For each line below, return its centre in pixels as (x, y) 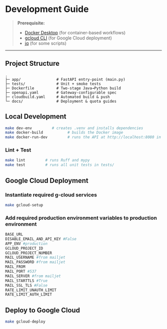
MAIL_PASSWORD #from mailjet (35, 262)
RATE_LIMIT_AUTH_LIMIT (29, 295)
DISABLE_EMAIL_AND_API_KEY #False (41, 239)
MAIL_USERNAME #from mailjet (35, 258)
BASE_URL (14, 235)
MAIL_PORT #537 (21, 272)
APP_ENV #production (27, 244)
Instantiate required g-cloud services (51, 194)
